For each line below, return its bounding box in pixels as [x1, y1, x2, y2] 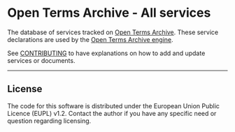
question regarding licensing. [7, 117, 92, 125]
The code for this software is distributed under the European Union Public [7, 101, 220, 110]
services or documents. [7, 56, 76, 64]
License [7, 83, 43, 95]
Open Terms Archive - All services [7, 5, 211, 21]
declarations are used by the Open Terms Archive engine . [7, 35, 173, 43]
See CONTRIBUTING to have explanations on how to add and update [7, 49, 206, 57]
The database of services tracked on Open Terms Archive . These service [7, 28, 219, 36]
